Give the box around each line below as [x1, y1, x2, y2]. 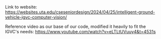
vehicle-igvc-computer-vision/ [5, 14, 67, 20]
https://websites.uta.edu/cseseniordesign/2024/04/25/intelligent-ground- [5, 9, 155, 15]
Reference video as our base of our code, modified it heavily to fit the [5, 24, 146, 29]
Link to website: [5, 4, 37, 10]
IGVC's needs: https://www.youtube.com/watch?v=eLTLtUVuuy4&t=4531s [5, 29, 156, 34]
